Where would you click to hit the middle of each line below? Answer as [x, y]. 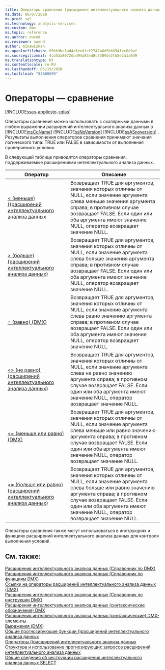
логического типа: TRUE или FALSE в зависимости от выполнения [74, 142]
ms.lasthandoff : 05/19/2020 [34, 69]
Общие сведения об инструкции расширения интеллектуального [74, 657]
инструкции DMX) [24, 600]
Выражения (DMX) [25, 626]
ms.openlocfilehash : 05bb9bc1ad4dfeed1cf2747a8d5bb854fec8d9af [71, 51]
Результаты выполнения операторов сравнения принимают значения [79, 137]
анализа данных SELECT [31, 663]
